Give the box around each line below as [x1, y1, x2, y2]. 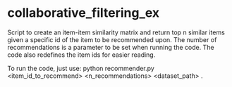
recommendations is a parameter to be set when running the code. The [7, 43, 214, 51]
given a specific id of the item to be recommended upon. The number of [7, 35, 217, 43]
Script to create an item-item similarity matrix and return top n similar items [7, 28, 226, 36]
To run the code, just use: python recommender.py [7, 64, 155, 72]
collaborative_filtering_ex [7, 5, 160, 21]
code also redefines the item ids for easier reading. [7, 51, 156, 59]
